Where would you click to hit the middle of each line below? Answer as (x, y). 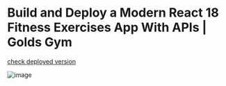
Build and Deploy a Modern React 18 (113, 13)
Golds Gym (40, 42)
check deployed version (42, 61)
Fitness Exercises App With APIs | (107, 27)
